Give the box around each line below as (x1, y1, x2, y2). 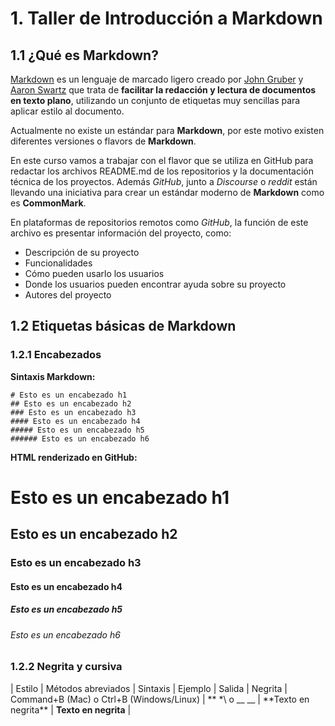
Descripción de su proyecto (24, 247, 140, 258)
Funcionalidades (24, 257, 93, 269)
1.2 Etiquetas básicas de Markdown (10, 318, 237, 335)
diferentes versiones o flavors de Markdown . (10, 135, 197, 147)
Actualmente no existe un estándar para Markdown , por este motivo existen (10, 125, 325, 136)
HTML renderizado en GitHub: (10, 451, 138, 463)
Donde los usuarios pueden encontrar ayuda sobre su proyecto (24, 278, 287, 290)
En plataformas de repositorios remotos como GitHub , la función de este (10, 217, 309, 228)
